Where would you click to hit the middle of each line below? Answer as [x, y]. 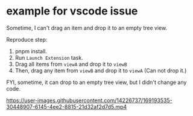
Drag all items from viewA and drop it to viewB [71, 64]
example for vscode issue [72, 11]
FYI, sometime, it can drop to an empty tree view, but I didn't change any [96, 82]
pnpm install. [31, 51]
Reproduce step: [27, 39]
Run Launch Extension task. [49, 57]
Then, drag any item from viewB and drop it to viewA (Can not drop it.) [101, 70]
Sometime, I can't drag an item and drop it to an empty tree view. [87, 28]
